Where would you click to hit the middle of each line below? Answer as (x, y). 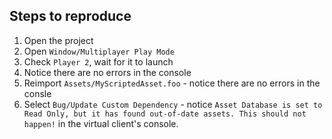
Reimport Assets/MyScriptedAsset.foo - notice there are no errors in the (172, 83)
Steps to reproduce (70, 16)
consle (37, 93)
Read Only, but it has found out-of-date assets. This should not (165, 114)
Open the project (58, 40)
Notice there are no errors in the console (107, 72)
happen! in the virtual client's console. (101, 123)
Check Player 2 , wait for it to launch (98, 61)
